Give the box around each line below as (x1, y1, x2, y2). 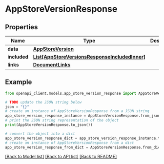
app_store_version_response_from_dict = (5, 145, 89, 150)
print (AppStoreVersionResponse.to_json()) (5, 123, 93, 127)
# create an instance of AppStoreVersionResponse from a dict (5, 140, 134, 145)
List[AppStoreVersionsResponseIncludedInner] (33, 54, 145, 60)
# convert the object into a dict (5, 131, 76, 136)
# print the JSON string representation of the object (5, 118, 119, 123)
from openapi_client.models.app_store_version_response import (5, 91, 137, 96)
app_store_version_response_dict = (5, 136, 78, 141)
